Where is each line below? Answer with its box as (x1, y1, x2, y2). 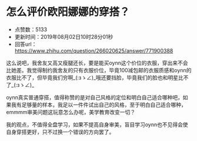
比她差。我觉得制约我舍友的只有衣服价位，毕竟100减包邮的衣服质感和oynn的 (6, 66, 192, 73)
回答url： (14, 41, 37, 48)
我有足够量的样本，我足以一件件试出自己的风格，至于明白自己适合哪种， (11, 101, 186, 108)
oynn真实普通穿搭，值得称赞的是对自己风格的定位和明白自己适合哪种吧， (6, 93, 183, 100)
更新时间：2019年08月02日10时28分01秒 (14, 33, 113, 40)
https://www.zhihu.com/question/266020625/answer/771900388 (14, 47, 173, 54)
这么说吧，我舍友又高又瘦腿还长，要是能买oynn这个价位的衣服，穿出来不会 (6, 59, 188, 66)
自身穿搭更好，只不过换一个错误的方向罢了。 (6, 128, 115, 135)
